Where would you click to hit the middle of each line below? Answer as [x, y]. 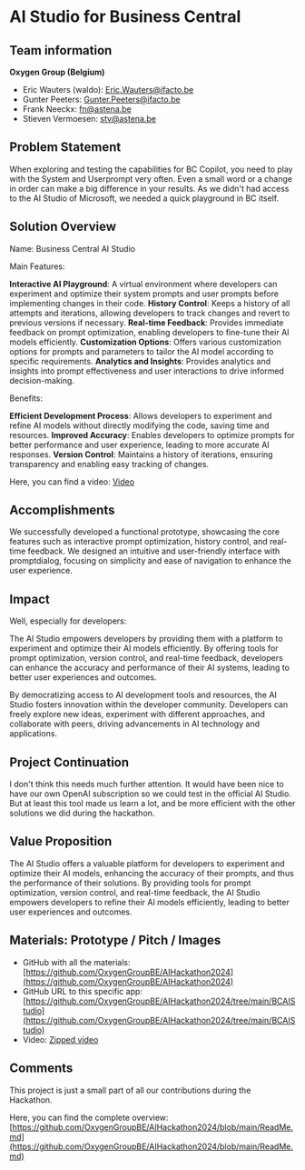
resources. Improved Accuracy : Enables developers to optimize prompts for [152, 435]
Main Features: [37, 266]
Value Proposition [61, 841]
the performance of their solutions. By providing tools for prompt [130, 883]
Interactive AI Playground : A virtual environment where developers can [143, 284]
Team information [61, 50]
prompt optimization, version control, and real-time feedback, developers [146, 658]
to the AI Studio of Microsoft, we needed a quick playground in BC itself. [144, 198]
